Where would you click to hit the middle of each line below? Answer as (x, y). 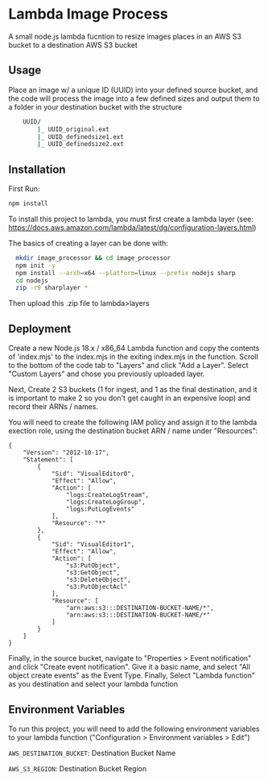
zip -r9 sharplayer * (52, 288)
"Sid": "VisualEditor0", (93, 474)
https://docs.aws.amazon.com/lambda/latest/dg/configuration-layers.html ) (132, 228)
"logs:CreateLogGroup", (106, 502)
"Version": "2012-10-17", (66, 453)
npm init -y (36, 265)
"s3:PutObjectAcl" (97, 587)
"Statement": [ (48, 460)
